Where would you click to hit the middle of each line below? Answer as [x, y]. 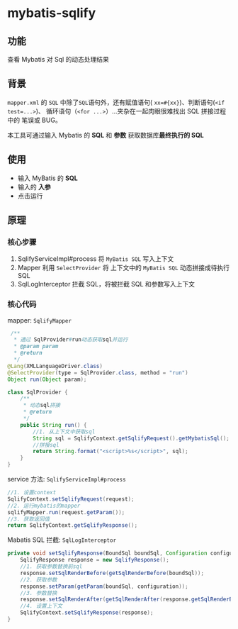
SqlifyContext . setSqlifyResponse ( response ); [87, 613]
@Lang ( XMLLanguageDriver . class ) [55, 366]
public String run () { [53, 425]
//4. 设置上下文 [41, 606]
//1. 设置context [32, 493]
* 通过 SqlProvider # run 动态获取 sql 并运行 [71, 340]
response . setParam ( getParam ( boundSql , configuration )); [104, 586]
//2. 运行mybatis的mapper [44, 506]
